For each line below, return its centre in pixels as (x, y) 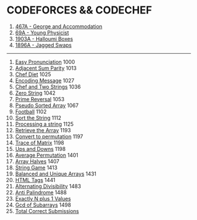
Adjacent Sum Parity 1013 (46, 68)
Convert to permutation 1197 (49, 136)
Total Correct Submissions (47, 211)
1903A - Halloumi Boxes (44, 39)
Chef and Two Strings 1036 (48, 87)
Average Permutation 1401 (46, 155)
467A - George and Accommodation (59, 26)
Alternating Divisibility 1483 (48, 186)
